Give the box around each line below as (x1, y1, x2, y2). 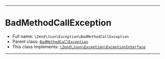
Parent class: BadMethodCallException (12, 39, 88, 44)
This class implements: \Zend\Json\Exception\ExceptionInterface (12, 43, 146, 49)
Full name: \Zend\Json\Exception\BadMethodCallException (12, 33, 129, 39)
